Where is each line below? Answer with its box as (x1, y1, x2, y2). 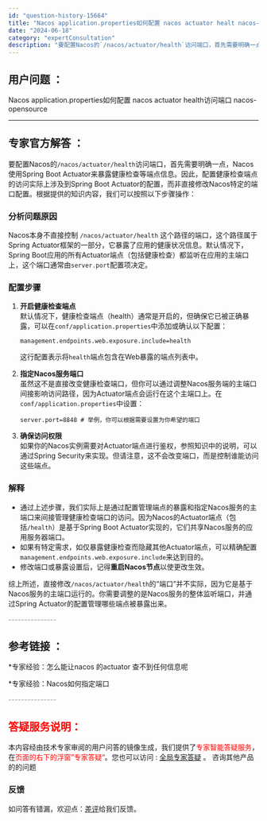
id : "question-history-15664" (8, 11, 109, 20)
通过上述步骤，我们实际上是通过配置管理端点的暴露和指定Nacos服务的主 (19, 502, 257, 512)
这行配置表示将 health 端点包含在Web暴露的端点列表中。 (19, 352, 203, 362)
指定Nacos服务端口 (19, 369, 84, 378)
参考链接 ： (8, 640, 64, 653)
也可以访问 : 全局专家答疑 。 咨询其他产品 (118, 753, 254, 762)
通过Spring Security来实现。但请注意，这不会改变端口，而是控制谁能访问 (19, 451, 259, 461)
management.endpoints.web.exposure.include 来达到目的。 (19, 552, 208, 561)
